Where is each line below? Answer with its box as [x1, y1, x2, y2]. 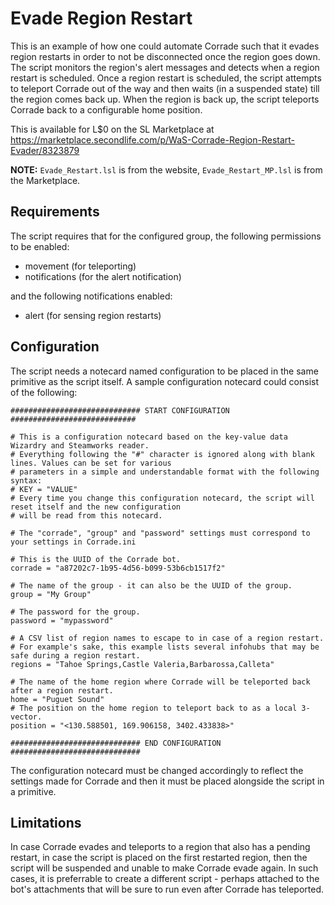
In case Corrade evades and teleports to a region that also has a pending [10, 841, 311, 853]
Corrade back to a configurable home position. [10, 103, 203, 116]
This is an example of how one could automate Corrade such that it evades [10, 40, 320, 52]
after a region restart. [10, 685, 114, 696]
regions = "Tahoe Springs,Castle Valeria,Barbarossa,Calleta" [10, 659, 275, 669]
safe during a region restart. [10, 650, 141, 661]
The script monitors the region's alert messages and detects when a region [10, 61, 320, 73]
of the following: [10, 386, 78, 398]
